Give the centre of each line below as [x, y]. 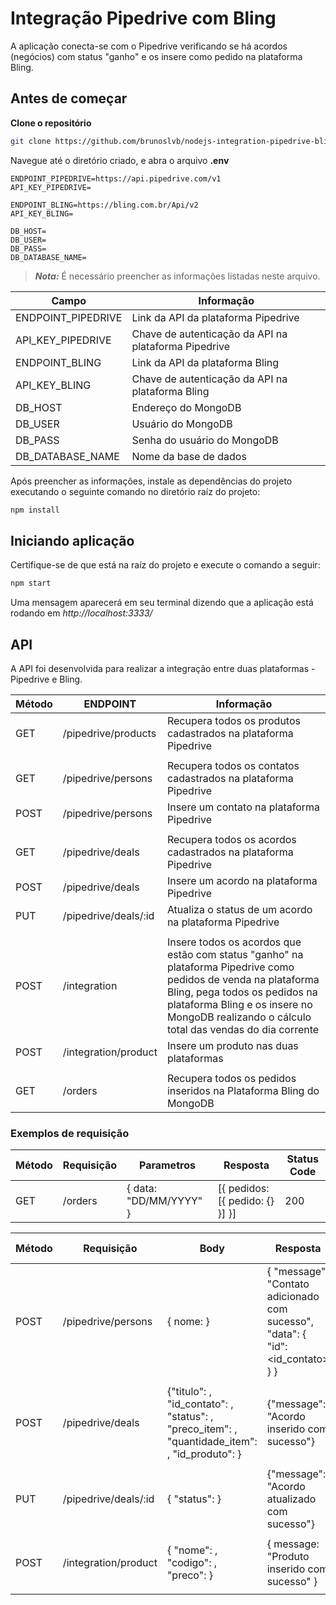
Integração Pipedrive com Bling [143, 18]
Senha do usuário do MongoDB [205, 440]
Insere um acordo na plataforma [242, 880]
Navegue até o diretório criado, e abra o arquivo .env [120, 160]
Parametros [167, 1165]
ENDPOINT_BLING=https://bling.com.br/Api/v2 [104, 205]
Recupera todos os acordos [231, 839]
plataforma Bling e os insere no [239, 1004]
